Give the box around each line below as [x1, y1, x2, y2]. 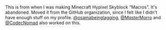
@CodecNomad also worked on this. [5, 20, 81, 26]
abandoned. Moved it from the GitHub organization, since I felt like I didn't [5, 9, 157, 15]
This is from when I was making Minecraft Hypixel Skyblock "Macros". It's [5, 4, 157, 10]
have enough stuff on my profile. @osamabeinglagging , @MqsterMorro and [5, 15, 161, 20]
